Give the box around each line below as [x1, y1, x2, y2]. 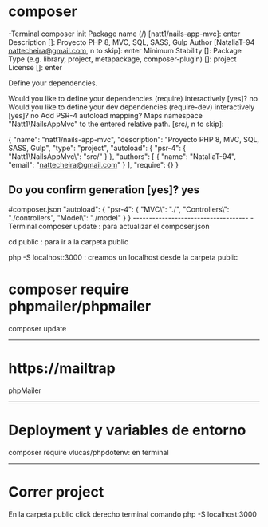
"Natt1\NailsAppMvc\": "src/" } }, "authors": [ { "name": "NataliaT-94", [8, 151, 237, 161]
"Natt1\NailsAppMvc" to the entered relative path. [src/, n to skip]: [8, 119, 224, 129]
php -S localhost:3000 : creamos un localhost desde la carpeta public [8, 252, 238, 262]
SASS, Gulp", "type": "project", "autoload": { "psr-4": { [8, 143, 187, 153]
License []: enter [8, 62, 62, 72]
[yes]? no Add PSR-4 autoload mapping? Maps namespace [8, 110, 203, 120]
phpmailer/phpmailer [8, 297, 152, 315]
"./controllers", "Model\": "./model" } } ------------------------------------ [8, 212, 249, 222]
